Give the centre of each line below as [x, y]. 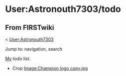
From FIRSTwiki [30, 28]
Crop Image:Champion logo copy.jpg [50, 68]
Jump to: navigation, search [34, 49]
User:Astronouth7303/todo [63, 9]
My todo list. [18, 59]
